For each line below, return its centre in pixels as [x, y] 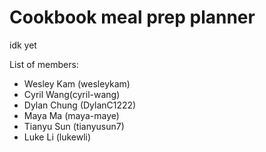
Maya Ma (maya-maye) [71, 115]
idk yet [23, 45]
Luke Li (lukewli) [57, 137]
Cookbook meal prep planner [132, 17]
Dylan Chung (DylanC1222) [80, 105]
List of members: [44, 64]
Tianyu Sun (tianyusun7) [74, 126]
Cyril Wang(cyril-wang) [72, 94]
